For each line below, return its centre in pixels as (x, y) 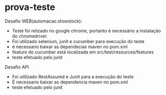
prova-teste (30, 7)
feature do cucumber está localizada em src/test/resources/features (83, 52)
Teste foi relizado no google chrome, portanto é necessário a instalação (87, 30)
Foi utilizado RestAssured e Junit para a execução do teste (73, 76)
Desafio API (17, 67)
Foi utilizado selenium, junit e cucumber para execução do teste (78, 41)
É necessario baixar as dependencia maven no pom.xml (70, 82)
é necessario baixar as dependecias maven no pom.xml (70, 46)
